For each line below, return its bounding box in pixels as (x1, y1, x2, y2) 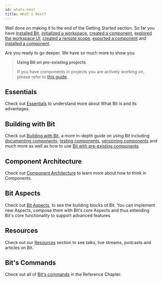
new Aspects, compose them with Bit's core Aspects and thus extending (5, 207, 150, 213)
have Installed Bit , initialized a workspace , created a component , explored (5, 30, 152, 36)
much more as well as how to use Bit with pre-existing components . (5, 143, 140, 149)
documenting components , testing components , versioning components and (5, 138, 158, 144)
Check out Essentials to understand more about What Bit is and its (5, 100, 137, 107)
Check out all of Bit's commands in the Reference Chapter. (5, 271, 122, 277)
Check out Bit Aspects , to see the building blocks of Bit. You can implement (5, 202, 156, 208)
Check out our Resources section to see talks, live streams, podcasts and (5, 239, 151, 245)
